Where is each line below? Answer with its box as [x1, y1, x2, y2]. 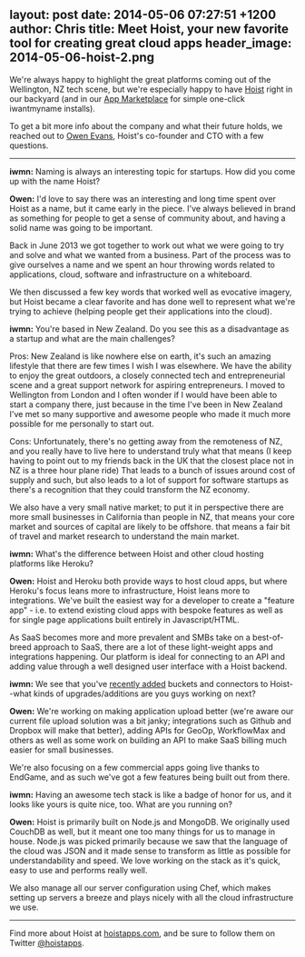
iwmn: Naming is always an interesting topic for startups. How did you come [9, 165, 296, 176]
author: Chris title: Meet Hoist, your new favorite [9, 22, 289, 37]
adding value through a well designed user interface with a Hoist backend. [9, 661, 288, 672]
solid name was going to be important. [9, 222, 153, 233]
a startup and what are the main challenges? [9, 333, 175, 344]
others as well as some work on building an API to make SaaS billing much [9, 734, 288, 745]
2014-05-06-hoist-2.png [9, 50, 155, 65]
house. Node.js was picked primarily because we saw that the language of [9, 835, 289, 846]
